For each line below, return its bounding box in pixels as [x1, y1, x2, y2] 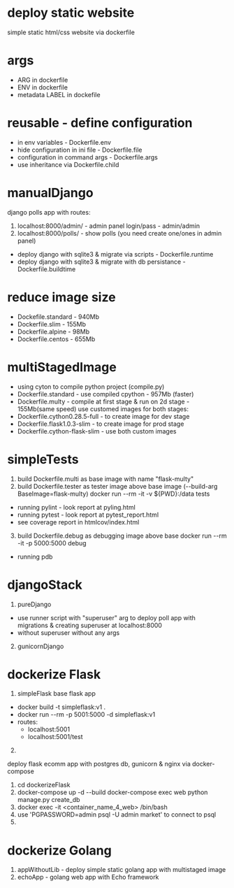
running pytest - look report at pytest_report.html [17, 510, 159, 519]
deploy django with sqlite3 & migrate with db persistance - [17, 257, 187, 266]
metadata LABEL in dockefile [17, 90, 101, 99]
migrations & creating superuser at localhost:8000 [17, 621, 163, 629]
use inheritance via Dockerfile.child [17, 160, 119, 169]
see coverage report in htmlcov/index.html [17, 517, 140, 526]
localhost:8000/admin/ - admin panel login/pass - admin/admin [17, 222, 200, 230]
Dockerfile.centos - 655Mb [17, 334, 96, 343]
